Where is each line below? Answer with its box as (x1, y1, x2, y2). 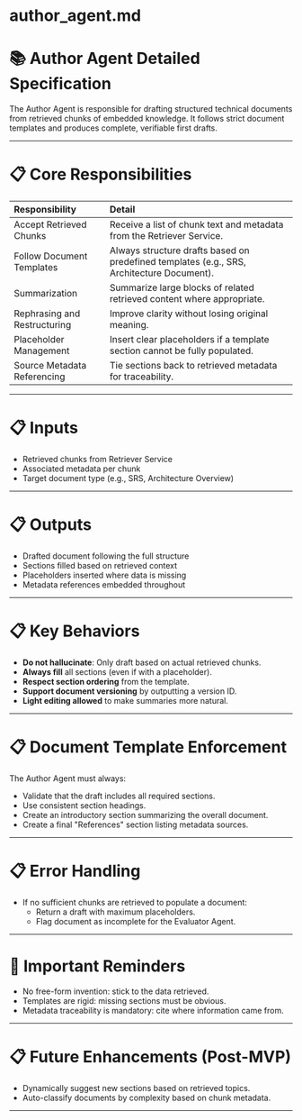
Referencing (13, 370, 66, 383)
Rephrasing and (13, 307, 81, 320)
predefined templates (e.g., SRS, (109, 256, 247, 269)
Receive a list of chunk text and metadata (109, 218, 284, 231)
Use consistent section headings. (22, 799, 147, 811)
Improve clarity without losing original (109, 307, 269, 320)
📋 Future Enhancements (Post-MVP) (9, 1046, 292, 1067)
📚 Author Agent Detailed (9, 49, 200, 68)
